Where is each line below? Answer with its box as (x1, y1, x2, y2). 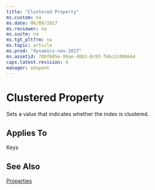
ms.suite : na (6, 31, 39, 37)
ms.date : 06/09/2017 (6, 20, 58, 26)
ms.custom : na (6, 14, 42, 20)
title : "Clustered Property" (6, 8, 79, 15)
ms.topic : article (6, 43, 52, 49)
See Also (6, 161, 40, 171)
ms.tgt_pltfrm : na (6, 37, 52, 43)
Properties (6, 177, 32, 184)
